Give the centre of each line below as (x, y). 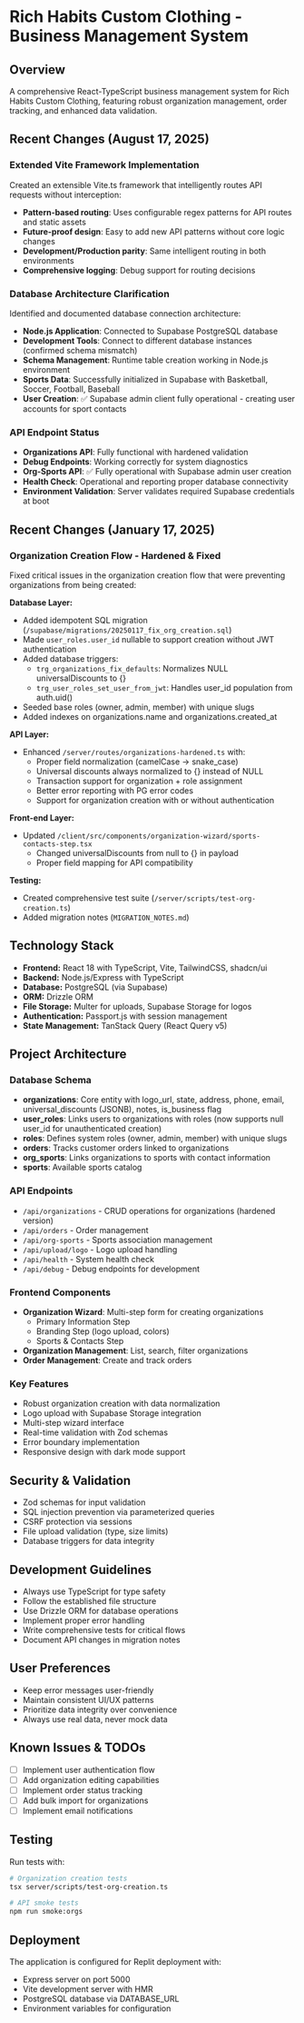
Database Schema (51, 1081)
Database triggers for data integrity (88, 1541)
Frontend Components (60, 1292)
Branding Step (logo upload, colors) (103, 1331)
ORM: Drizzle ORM (58, 996)
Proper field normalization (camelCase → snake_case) (137, 762)
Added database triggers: (70, 658)
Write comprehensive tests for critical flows (104, 1629)
